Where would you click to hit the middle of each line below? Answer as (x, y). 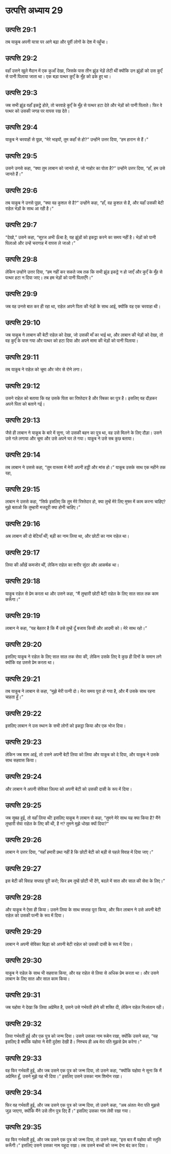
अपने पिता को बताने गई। (25, 404)
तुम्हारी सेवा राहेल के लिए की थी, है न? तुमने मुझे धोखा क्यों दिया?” (57, 823)
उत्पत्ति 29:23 (23, 742)
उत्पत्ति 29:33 (24, 1058)
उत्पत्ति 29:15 (23, 489)
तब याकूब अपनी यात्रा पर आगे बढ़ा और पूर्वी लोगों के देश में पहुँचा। (57, 42)
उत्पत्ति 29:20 (24, 645)
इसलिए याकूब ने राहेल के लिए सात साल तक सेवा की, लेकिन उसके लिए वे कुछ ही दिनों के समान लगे (83, 657)
